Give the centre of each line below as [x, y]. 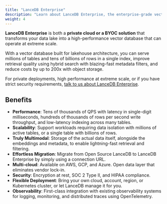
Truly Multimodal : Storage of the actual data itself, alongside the [79, 138]
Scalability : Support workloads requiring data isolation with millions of [84, 128]
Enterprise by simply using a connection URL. [59, 159]
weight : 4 [15, 19]
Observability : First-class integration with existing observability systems [87, 191]
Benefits [19, 100]
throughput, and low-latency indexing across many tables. [72, 122]
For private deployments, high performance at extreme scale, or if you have [83, 79]
